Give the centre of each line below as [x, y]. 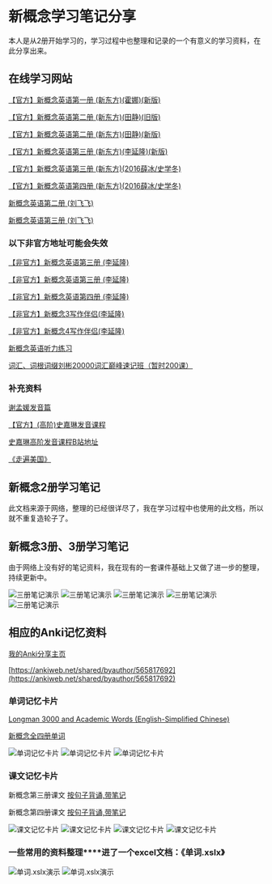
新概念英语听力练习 [40, 348]
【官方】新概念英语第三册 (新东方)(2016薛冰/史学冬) [95, 168]
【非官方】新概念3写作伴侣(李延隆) [66, 314]
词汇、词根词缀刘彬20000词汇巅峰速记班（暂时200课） [101, 366]
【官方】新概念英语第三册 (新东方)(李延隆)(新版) [88, 151]
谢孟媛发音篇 [30, 408]
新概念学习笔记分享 [72, 17]
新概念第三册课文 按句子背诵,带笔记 [67, 795]
